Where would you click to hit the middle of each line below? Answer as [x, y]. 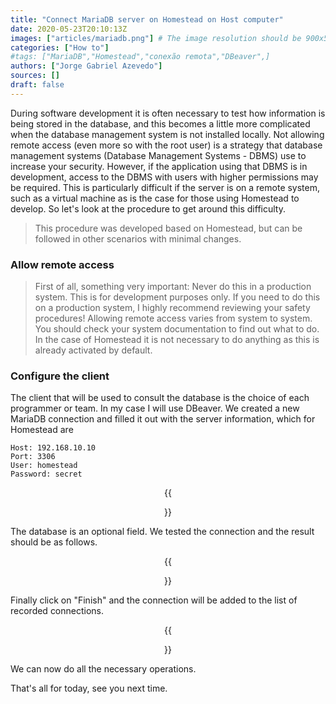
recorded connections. [57, 611]
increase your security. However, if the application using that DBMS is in [159, 166]
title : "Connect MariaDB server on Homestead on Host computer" [147, 19]
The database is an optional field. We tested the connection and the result [162, 532]
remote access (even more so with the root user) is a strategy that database [166, 145]
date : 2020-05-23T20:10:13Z [69, 29]
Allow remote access [62, 264]
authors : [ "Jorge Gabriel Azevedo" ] [86, 66]
